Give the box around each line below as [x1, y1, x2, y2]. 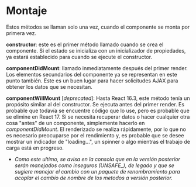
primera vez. [6, 29, 37, 36]
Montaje [6, 4, 47, 18]
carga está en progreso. [6, 144, 64, 151]
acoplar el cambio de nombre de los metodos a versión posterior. [14, 174, 173, 181]
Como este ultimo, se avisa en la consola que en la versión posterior [14, 155, 180, 162]
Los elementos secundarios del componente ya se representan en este [6, 71, 177, 78]
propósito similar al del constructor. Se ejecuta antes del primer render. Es [6, 101, 185, 108]
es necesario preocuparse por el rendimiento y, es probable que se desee [6, 131, 184, 138]
